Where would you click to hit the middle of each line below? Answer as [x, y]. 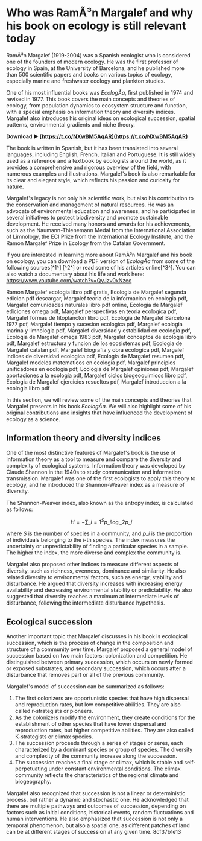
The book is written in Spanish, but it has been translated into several [92, 148]
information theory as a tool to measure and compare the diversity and [94, 459]
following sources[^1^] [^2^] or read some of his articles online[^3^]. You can [101, 267]
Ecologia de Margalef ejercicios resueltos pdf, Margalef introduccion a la [96, 382]
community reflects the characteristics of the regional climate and [97, 775]
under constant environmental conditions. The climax [115, 769]
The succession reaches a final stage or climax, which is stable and [99, 763]
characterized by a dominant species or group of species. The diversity [104, 750]
